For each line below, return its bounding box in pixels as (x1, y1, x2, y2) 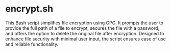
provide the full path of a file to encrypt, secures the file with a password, (5, 25, 160, 31)
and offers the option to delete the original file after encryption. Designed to (5, 30, 164, 36)
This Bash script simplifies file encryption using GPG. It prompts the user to (5, 20, 163, 26)
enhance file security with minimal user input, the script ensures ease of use (5, 36, 166, 42)
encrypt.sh (5, 3, 54, 15)
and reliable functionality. (5, 41, 59, 47)
